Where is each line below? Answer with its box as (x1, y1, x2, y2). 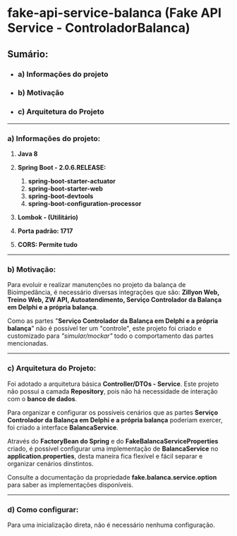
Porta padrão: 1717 (17, 227, 73, 236)
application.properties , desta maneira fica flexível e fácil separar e (7, 451, 203, 460)
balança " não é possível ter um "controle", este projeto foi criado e (7, 324, 202, 333)
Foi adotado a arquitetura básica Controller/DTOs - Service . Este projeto (7, 379, 219, 388)
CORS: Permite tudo (17, 240, 78, 249)
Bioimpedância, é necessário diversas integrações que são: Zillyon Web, (7, 288, 220, 297)
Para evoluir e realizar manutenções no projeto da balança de (7, 281, 186, 289)
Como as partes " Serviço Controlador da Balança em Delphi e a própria (7, 317, 219, 325)
